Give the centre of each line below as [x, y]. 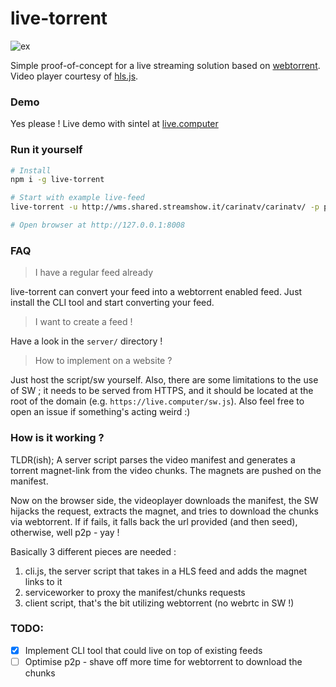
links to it [43, 581]
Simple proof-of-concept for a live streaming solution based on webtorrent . [165, 65]
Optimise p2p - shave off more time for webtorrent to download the [163, 661]
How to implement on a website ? [103, 361]
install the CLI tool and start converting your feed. [112, 303]
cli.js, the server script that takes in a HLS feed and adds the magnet [166, 571]
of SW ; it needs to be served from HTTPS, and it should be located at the [162, 391]
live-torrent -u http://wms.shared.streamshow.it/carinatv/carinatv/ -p [165, 207]
